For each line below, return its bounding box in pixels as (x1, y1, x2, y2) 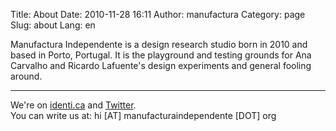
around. (10, 70, 43, 82)
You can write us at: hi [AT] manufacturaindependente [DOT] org (10, 110, 277, 121)
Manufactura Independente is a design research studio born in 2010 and (10, 39, 308, 50)
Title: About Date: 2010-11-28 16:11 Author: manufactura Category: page (10, 9, 306, 20)
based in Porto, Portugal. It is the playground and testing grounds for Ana (10, 49, 312, 61)
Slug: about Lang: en (10, 19, 96, 31)
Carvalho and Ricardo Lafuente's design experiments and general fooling (10, 60, 312, 71)
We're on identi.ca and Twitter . (10, 99, 137, 111)
